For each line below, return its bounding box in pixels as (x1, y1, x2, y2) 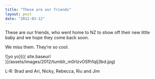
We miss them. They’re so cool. (5, 44, 69, 50)
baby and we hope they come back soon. (5, 35, 89, 40)
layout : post (5, 12, 32, 17)
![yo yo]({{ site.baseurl (5, 54, 51, 59)
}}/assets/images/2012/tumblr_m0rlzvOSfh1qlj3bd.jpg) (5, 59, 116, 65)
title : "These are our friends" (5, 7, 71, 12)
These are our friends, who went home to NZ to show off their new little (5, 30, 150, 36)
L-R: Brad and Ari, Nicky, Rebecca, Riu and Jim (5, 68, 100, 74)
